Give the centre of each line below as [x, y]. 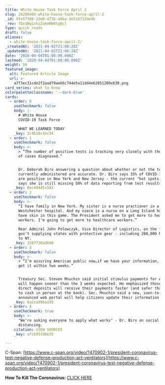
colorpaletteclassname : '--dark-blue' [45, 92]
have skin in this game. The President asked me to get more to [85, 215]
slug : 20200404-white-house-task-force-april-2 [55, 14]
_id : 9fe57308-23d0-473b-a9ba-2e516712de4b [50, 19]
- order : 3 [21, 247]
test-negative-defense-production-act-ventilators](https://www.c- [72, 358]
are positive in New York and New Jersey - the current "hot [82, 179]
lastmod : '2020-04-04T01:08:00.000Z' [44, 60]
